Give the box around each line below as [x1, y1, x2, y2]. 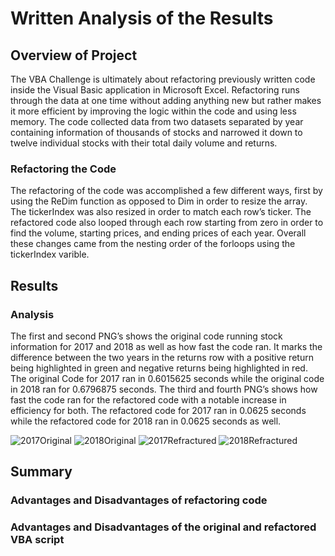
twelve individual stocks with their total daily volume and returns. [10, 137, 278, 149]
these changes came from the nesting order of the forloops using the [10, 238, 296, 250]
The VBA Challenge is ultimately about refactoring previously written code [10, 73, 316, 85]
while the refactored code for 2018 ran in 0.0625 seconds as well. [10, 415, 282, 427]
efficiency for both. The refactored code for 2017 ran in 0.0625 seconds [10, 404, 307, 416]
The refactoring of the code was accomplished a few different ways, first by [10, 185, 323, 197]
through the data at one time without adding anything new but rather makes [10, 95, 322, 106]
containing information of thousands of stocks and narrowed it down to [10, 127, 303, 138]
